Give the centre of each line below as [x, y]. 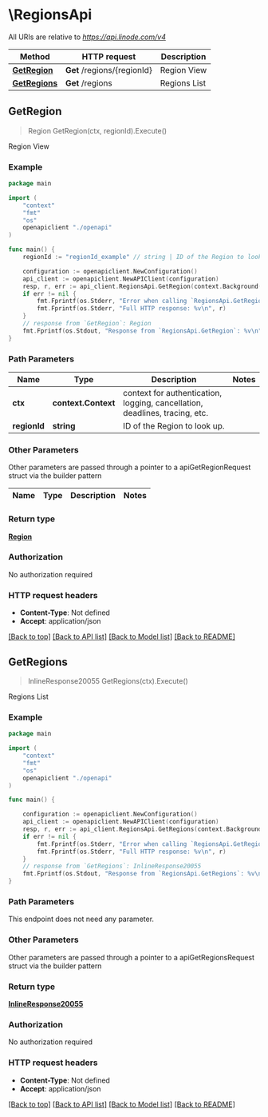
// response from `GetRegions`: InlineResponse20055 [112, 866]
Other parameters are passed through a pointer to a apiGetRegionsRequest [132, 957]
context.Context [84, 403]
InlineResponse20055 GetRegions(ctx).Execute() [108, 680]
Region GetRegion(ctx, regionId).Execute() [97, 130]
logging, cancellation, [163, 403]
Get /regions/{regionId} [109, 70]
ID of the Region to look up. [174, 425]
